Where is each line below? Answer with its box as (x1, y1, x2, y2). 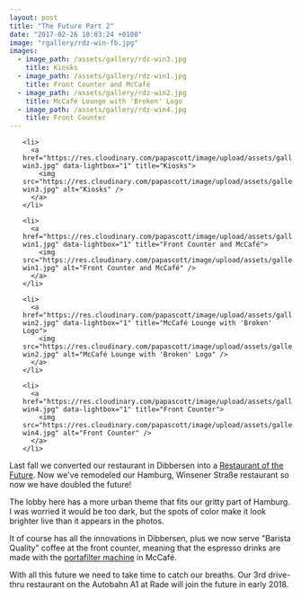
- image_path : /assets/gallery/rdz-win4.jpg (17, 105, 187, 114)
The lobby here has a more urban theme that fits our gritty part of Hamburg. (9, 497, 290, 507)
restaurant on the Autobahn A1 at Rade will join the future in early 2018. (26, 579, 289, 590)
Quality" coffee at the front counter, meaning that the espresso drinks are (9, 542, 281, 553)
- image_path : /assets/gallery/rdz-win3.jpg (17, 55, 187, 64)
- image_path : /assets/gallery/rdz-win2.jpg (17, 88, 187, 97)
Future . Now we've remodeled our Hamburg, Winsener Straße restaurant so (9, 470, 289, 480)
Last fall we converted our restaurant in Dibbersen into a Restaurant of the (9, 460, 284, 471)
